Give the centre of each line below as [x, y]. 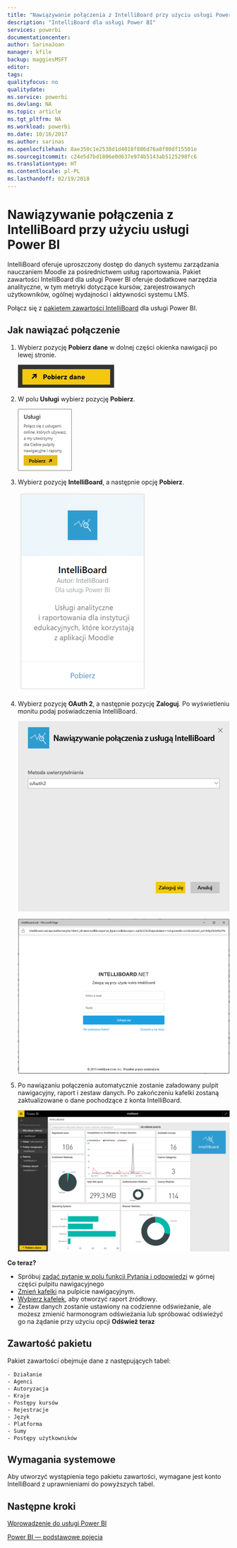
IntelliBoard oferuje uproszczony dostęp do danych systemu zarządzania [113, 264]
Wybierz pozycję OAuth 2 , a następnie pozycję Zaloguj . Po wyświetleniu [123, 704]
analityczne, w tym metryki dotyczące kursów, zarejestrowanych [101, 287]
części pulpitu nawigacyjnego [61, 1284]
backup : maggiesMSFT [38, 60]
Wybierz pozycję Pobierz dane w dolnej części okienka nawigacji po [117, 347]
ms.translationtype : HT [42, 164]
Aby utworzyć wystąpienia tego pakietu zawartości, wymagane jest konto [114, 1477]
